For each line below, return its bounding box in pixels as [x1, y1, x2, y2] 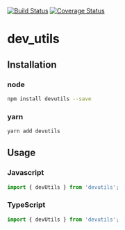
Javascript [7, 168, 44, 178]
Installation [7, 59, 57, 70]
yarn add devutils [7, 128, 60, 135]
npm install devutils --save [7, 95, 92, 102]
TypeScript [7, 200, 46, 210]
